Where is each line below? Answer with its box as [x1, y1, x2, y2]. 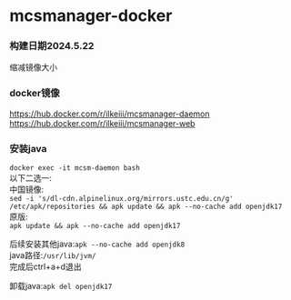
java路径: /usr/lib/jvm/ [9, 250, 96, 261]
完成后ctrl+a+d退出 [9, 261, 82, 273]
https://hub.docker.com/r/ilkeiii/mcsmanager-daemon [9, 108, 211, 119]
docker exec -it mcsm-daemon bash [9, 164, 141, 173]
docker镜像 [9, 87, 61, 100]
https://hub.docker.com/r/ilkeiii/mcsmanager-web [9, 117, 196, 128]
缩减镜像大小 [9, 62, 57, 73]
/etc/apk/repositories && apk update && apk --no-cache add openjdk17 [9, 202, 283, 212]
